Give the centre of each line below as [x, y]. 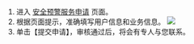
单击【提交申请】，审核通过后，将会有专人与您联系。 [103, 32]
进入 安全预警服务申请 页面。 [64, 12]
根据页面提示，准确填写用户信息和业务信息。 [91, 22]
